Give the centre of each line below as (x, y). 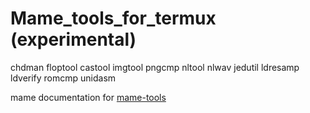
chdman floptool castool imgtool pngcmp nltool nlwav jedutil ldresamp (155, 67)
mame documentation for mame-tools (88, 97)
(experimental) (73, 39)
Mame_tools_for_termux (113, 18)
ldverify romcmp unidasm (63, 78)
